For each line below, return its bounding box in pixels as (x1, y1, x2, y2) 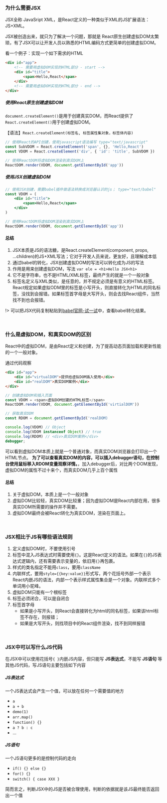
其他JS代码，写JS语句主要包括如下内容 (5, 662, 86, 668)
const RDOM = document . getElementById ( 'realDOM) (5, 416, 108, 421)
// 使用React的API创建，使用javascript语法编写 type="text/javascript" (5, 140, 148, 145)
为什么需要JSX (5, 4, 41, 11)
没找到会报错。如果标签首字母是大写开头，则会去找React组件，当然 (21, 291, 160, 297)
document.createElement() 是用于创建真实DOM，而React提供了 (5, 113, 134, 119)
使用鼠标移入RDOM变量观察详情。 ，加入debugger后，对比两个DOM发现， (9, 461, 161, 467)
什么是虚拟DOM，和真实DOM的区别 (5, 330, 91, 337)
